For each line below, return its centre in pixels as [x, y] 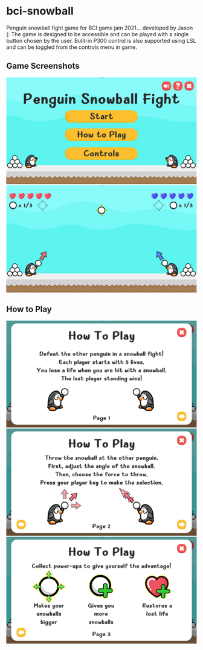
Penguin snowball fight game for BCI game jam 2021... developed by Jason [100, 28]
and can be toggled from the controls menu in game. [72, 47]
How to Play [29, 309]
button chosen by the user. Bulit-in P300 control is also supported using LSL [101, 40]
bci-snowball [40, 11]
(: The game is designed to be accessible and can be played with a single [98, 34]
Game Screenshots [43, 66]
